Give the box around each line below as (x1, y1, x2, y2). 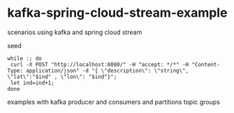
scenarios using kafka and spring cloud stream (7, 28, 142, 36)
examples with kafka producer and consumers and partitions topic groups (7, 98, 220, 106)
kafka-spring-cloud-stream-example (7, 5, 228, 21)
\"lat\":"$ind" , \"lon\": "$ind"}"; (7, 73, 117, 80)
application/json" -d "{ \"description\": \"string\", (25, 67, 189, 74)
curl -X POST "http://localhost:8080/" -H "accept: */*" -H (10, 61, 189, 68)
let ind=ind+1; (10, 79, 54, 86)
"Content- (191, 61, 220, 68)
